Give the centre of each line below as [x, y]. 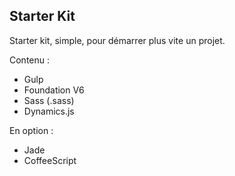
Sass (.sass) [49, 100]
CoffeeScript [50, 160]
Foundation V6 [54, 90]
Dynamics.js [49, 111]
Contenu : [30, 60]
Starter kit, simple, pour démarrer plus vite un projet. [117, 40]
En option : [31, 130]
